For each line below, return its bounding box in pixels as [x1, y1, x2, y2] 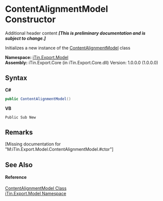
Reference [5, 174, 27, 180]
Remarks [5, 128, 33, 137]
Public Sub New [5, 115, 36, 120]
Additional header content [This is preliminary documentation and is [5, 30, 146, 36]
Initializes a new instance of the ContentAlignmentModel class [5, 45, 131, 51]
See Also [5, 161, 33, 169]
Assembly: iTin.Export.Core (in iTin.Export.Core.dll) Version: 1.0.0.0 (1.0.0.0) [5, 59, 158, 65]
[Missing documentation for [5, 141, 61, 147]
